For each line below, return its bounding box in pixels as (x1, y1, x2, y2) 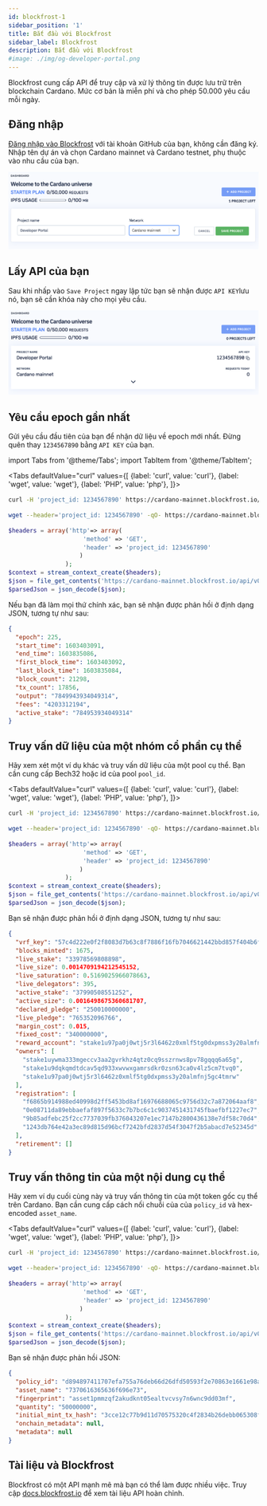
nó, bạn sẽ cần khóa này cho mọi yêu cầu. (8, 294, 147, 304)
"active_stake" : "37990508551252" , (15, 989, 133, 997)
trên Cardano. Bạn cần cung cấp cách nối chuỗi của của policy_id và (8, 1200, 236, 1209)
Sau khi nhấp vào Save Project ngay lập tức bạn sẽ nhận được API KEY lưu (8, 285, 250, 295)
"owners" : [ (15, 1048, 56, 1056)
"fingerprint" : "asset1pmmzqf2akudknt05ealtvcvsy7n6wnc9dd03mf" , (15, 1394, 237, 1402)
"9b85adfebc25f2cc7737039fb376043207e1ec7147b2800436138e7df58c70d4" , (22, 1115, 261, 1123)
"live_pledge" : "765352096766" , (15, 1013, 123, 1022)
